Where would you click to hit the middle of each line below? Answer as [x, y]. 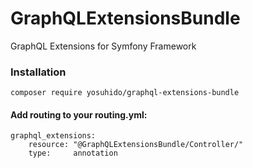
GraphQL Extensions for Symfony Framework [103, 46]
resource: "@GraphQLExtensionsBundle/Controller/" [136, 145]
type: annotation [73, 153]
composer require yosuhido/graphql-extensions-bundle [125, 93]
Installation [38, 72]
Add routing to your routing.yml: [79, 114]
